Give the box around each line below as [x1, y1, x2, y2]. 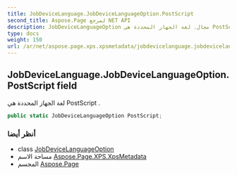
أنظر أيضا [7, 129, 36, 138]
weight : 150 [7, 37, 42, 44]
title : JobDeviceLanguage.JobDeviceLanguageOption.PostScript [7, 10, 194, 18]
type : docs [7, 30, 39, 37]
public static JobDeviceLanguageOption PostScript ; [7, 112, 162, 119]
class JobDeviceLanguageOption [17, 145, 114, 153]
